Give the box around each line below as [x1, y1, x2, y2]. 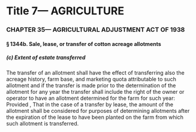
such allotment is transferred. [6, 119, 79, 127]
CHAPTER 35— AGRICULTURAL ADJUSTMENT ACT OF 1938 [6, 26, 185, 34]
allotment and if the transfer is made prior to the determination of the [6, 82, 176, 89]
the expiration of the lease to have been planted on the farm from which [6, 113, 184, 121]
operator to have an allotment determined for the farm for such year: [6, 94, 176, 102]
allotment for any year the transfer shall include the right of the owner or [6, 88, 185, 95]
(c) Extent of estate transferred [6, 54, 86, 61]
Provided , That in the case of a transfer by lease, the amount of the [6, 100, 174, 108]
